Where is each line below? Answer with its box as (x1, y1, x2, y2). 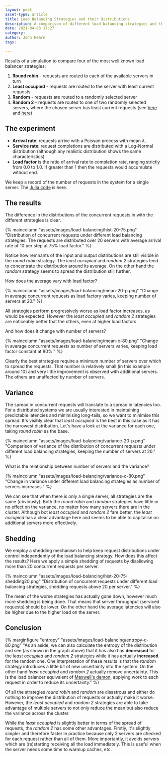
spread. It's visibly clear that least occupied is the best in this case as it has (5, 417, 160, 424)
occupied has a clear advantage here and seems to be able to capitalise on (5, 515, 159, 521)
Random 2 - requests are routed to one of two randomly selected (12, 99, 147, 105)
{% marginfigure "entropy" (5, 637, 60, 643)
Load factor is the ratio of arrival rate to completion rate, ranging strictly (12, 159, 160, 165)
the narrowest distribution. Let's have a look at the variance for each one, (5, 423, 156, 429)
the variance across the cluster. (5, 710, 70, 716)
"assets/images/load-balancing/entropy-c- (61, 637, 149, 643)
